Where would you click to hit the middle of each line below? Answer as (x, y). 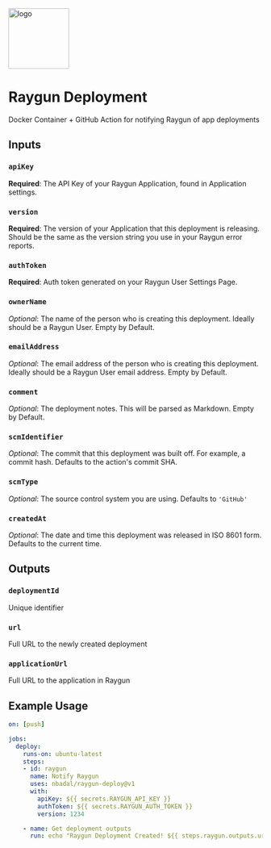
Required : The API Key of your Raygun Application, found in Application (127, 183)
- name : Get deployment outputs (77, 829)
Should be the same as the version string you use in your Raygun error (125, 236)
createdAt (27, 518)
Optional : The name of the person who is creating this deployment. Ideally (131, 319)
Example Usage (48, 706)
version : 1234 (61, 814)
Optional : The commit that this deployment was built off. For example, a (127, 453)
